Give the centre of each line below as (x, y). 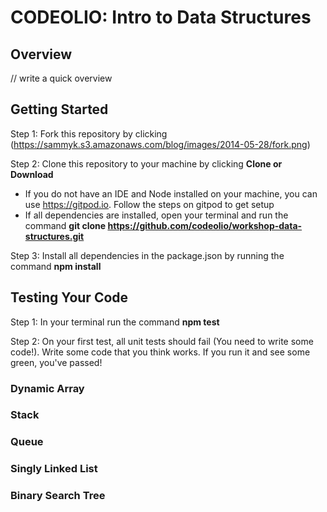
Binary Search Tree (58, 496)
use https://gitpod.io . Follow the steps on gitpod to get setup (149, 204)
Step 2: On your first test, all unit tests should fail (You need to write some (162, 341)
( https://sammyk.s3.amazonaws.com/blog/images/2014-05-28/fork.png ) (160, 144)
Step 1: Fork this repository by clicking (89, 133)
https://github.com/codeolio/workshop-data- (205, 225)
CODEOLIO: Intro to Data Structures (161, 17)
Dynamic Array (47, 388)
